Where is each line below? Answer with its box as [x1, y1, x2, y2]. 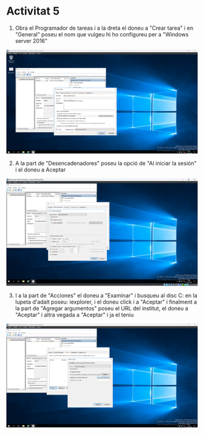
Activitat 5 [6, 4, 59, 18]
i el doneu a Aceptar [15, 166, 66, 173]
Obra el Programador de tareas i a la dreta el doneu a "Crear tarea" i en [15, 24, 194, 32]
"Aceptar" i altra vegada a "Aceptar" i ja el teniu [15, 311, 134, 318]
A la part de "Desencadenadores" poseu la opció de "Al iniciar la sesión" [15, 159, 197, 167]
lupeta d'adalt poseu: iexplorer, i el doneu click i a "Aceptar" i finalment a [15, 298, 197, 305]
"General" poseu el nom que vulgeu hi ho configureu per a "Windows [15, 30, 189, 38]
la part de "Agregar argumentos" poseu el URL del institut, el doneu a [15, 304, 188, 312]
